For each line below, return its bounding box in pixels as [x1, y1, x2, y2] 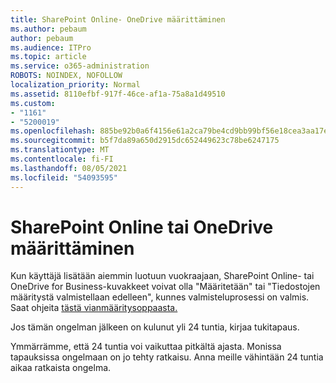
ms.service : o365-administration [10, 61, 150, 71]
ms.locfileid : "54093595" [10, 172, 118, 183]
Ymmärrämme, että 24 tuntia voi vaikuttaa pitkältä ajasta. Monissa [10, 341, 282, 353]
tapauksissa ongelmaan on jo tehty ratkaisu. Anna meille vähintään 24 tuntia [10, 351, 324, 363]
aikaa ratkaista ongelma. [10, 362, 112, 374]
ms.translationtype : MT [10, 145, 110, 155]
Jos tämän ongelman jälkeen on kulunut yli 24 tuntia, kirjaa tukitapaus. [10, 321, 300, 333]
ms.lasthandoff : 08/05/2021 [10, 163, 128, 173]
